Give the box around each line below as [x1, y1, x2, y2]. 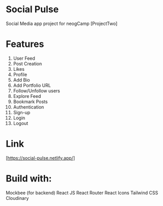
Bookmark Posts [13, 98, 48, 105]
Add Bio [13, 76, 30, 83]
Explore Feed [13, 93, 41, 99]
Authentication [13, 104, 44, 110]
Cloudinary [6, 195, 29, 201]
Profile [13, 71, 28, 78]
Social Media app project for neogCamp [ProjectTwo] [6, 20, 118, 27]
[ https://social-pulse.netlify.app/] [6, 154, 75, 161]
